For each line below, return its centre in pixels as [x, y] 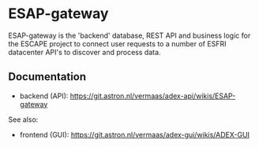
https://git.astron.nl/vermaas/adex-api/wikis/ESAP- [153, 96]
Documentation [47, 77]
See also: [23, 119]
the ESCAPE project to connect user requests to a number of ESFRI [117, 43]
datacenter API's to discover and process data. [84, 52]
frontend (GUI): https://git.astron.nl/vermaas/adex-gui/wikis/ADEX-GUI [135, 134]
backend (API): [44, 96]
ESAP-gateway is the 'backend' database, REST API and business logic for [129, 35]
